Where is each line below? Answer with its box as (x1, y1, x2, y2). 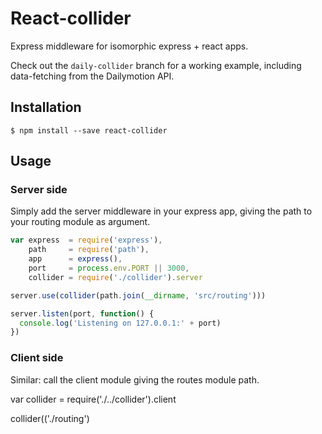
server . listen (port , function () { (10, 308, 155, 319)
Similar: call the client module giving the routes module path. (10, 373, 260, 386)
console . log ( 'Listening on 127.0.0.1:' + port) (19, 318, 222, 328)
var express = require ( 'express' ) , (10, 235, 163, 246)
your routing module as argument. (10, 216, 151, 228)
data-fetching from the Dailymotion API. (10, 70, 175, 82)
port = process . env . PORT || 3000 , (28, 263, 190, 274)
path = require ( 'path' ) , (28, 245, 150, 255)
